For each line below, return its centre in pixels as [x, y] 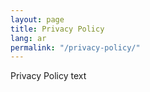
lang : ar [28, 38]
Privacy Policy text [48, 76]
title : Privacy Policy [57, 29]
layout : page [37, 19]
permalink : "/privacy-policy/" [75, 47]
